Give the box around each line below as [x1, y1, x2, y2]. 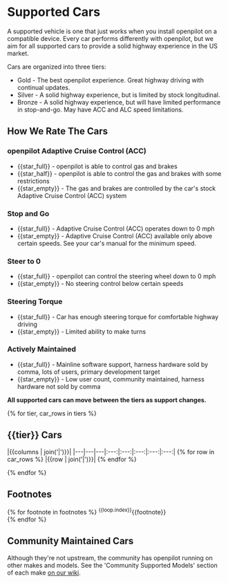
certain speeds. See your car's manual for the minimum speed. [17, 239, 197, 247]
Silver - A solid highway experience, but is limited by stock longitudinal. [17, 91, 220, 99]
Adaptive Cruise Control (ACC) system [17, 191, 127, 199]
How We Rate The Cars [7, 125, 108, 137]
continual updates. [17, 83, 70, 91]
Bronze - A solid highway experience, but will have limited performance [17, 98, 221, 106]
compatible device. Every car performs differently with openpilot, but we [7, 34, 214, 42]
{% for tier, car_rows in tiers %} [7, 409, 97, 418]
